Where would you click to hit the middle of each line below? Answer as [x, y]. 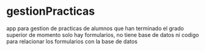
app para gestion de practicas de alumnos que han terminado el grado [95, 28]
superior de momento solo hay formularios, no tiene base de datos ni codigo [103, 34]
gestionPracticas [50, 11]
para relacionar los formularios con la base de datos [72, 41]
